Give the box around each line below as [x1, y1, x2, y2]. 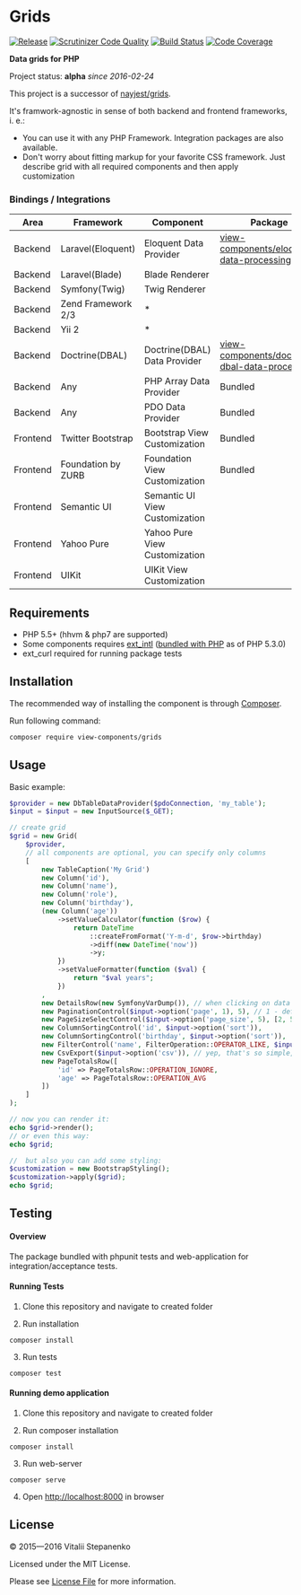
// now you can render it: [9, 1115, 110, 1124]
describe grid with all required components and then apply [21, 161, 239, 171]
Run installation [21, 1318, 80, 1329]
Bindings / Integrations [9, 193, 111, 206]
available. [21, 142, 58, 153]
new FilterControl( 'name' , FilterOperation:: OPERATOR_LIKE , [41, 1040, 271, 1049]
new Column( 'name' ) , [41, 881, 118, 890]
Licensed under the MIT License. [9, 1558, 131, 1569]
